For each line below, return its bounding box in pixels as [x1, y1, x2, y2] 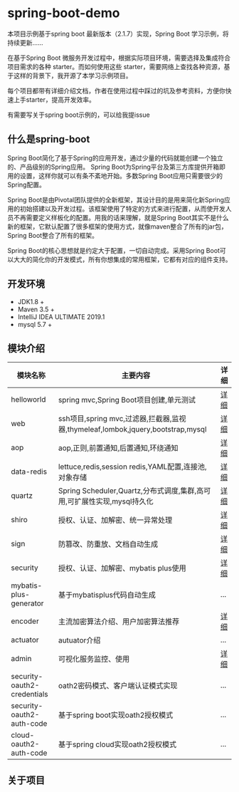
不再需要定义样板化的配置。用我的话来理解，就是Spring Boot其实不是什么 [13, 213, 229, 222]
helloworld [11, 395, 46, 405]
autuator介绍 [58, 635, 101, 645]
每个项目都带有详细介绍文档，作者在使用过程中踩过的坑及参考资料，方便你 [7, 86, 225, 95]
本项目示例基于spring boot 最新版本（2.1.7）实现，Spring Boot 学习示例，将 [7, 29, 229, 38]
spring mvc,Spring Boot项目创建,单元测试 [58, 395, 196, 405]
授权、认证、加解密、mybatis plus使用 [58, 563, 186, 573]
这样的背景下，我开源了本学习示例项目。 [13, 71, 132, 80]
